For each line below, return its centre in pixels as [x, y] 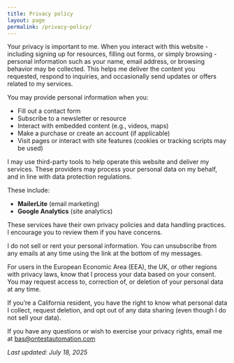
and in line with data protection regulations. [70, 177]
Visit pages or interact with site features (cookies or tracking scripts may [122, 141]
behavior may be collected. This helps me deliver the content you [101, 69]
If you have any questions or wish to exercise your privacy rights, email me [115, 331]
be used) [30, 149]
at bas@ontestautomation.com [51, 339]
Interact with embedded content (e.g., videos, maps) [93, 126]
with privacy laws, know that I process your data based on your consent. [112, 275]
